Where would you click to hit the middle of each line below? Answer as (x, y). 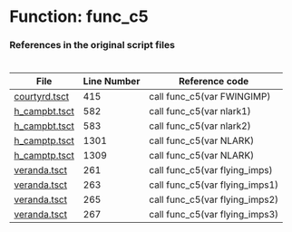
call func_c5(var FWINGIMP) (210, 97)
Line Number (112, 82)
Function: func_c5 (79, 17)
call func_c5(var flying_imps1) (214, 185)
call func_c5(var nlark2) (200, 126)
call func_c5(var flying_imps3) (214, 215)
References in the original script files (92, 45)
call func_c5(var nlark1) (200, 111)
